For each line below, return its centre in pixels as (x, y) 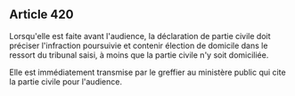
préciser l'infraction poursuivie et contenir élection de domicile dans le (139, 45)
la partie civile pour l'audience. (66, 81)
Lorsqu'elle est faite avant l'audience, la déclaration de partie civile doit (140, 36)
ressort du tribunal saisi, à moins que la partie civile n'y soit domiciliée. (139, 55)
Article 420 (41, 15)
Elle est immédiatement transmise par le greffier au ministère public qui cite (148, 72)
